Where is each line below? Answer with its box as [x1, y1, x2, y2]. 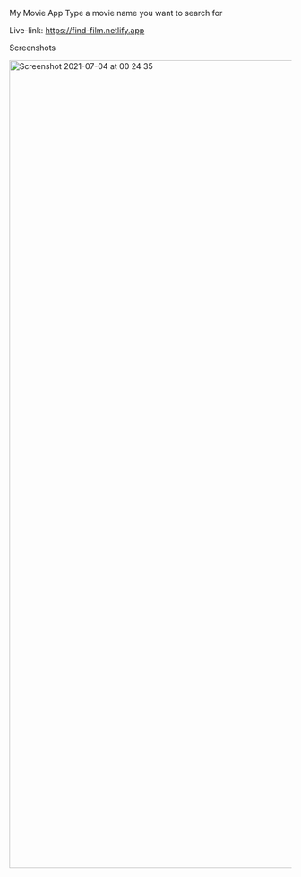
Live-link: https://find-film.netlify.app [9, 25, 145, 35]
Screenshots [9, 42, 56, 53]
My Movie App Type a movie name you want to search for [9, 8, 223, 18]
